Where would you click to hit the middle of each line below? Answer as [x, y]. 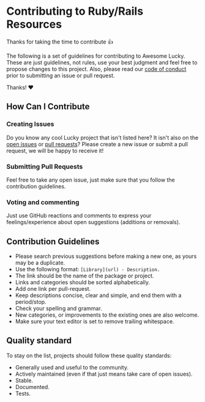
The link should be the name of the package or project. [84, 276]
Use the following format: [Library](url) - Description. [88, 269]
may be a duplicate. [40, 263]
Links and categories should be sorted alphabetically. [82, 282]
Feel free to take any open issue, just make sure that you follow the [91, 180]
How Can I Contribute [48, 106]
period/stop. [31, 302]
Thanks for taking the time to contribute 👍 [60, 42]
